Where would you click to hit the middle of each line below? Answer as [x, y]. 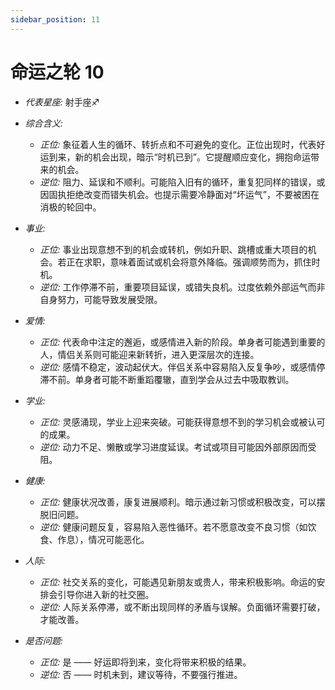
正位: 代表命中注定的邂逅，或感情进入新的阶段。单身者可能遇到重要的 [182, 342]
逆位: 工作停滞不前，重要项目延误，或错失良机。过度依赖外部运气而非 [182, 287]
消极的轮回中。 [70, 207]
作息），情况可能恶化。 [103, 539]
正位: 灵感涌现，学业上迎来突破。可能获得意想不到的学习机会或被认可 [182, 422]
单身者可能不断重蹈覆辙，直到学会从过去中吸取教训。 [184, 379]
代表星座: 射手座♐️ [62, 102]
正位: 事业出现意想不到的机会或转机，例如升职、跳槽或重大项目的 [173, 249]
